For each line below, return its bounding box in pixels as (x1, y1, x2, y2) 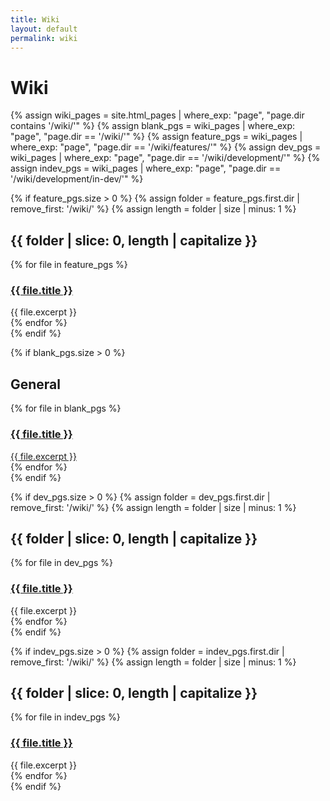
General (10, 376, 62, 393)
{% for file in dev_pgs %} (10, 557, 113, 569)
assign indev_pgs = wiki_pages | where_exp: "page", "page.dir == (10, 162, 282, 175)
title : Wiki (10, 14, 60, 25)
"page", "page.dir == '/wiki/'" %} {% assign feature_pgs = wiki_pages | (10, 131, 303, 143)
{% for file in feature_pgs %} (10, 259, 128, 271)
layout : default (10, 24, 78, 34)
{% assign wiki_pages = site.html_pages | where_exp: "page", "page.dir (10, 109, 305, 121)
